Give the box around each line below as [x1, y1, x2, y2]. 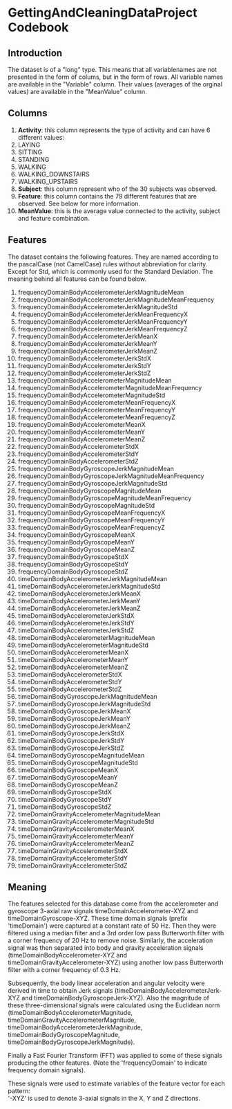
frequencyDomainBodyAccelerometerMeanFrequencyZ [17, 413, 175, 421]
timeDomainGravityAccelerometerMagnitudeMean [17, 809, 161, 818]
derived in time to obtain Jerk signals [8, 987, 113, 995]
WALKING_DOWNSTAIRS [17, 169, 90, 178]
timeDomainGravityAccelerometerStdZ [17, 861, 128, 870]
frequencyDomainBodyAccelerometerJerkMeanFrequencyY [17, 317, 188, 326]
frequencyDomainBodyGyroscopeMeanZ [17, 545, 135, 553]
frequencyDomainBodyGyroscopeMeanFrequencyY [17, 515, 165, 524]
